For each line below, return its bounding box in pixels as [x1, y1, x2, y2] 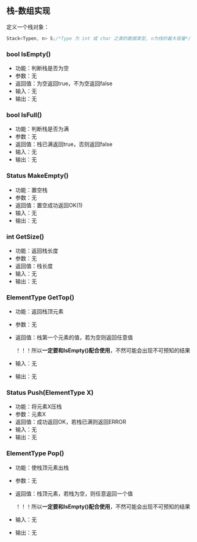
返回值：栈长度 [15, 262, 53, 269]
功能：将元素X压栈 [15, 403, 62, 411]
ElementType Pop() [6, 449, 65, 458]
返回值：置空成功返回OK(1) [15, 201, 83, 209]
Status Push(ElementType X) [6, 389, 94, 397]
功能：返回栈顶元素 [15, 308, 64, 315]
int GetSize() [6, 232, 45, 241]
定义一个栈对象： [6, 23, 49, 31]
